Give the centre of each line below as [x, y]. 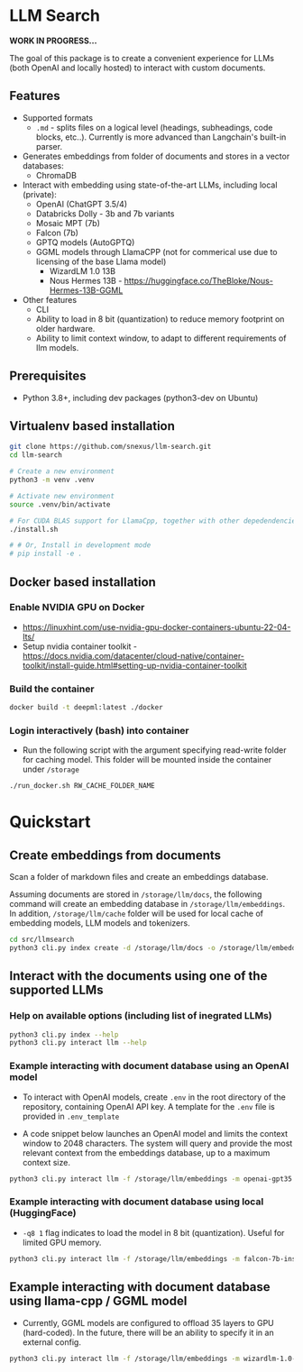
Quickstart [50, 822]
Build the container [52, 689]
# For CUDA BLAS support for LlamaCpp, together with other [125, 521]
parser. [49, 146]
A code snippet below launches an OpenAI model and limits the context [155, 1133]
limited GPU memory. [62, 1242]
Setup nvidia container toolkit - [80, 646]
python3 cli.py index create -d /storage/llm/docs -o [113, 948]
